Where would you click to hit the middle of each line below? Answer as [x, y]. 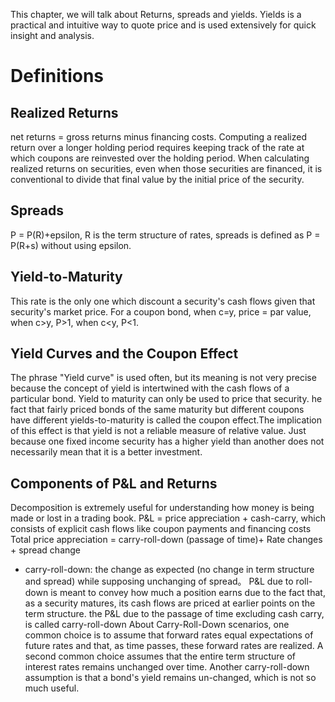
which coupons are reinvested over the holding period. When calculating [160, 158]
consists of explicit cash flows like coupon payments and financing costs [161, 529]
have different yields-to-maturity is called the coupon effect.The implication [166, 420]
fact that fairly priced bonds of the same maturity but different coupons [157, 410]
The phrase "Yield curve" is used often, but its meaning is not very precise [163, 378]
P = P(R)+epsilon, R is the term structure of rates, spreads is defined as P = [165, 235]
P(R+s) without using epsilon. [71, 245]
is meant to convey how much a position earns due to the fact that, [188, 593]
